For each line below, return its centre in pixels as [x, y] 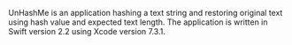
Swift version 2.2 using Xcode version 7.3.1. [87, 31]
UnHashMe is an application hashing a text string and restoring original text [146, 13]
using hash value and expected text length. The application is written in [138, 22]
